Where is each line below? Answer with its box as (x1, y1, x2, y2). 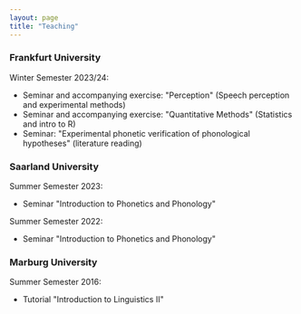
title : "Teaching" (9, 22, 79, 31)
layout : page (9, 13, 59, 23)
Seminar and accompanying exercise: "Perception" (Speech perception (22, 90, 290, 100)
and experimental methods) (22, 99, 126, 109)
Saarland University (9, 160, 100, 173)
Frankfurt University (9, 52, 102, 64)
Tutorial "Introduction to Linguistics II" (22, 294, 165, 305)
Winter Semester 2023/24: (9, 71, 110, 82)
